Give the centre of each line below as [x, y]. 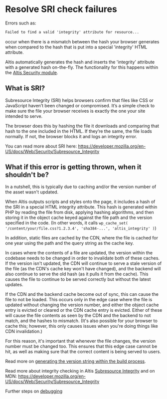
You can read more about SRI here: [41, 146]
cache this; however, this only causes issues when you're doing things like [82, 326]
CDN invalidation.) [24, 331]
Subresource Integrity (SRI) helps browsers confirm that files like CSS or [79, 100]
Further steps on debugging [34, 391]
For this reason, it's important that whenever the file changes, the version [81, 341]
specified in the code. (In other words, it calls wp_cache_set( [67, 223]
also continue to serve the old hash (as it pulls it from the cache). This [77, 274]
